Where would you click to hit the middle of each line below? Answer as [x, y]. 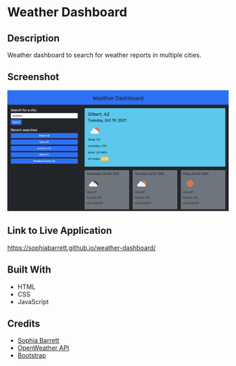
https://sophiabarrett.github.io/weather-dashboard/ [81, 247]
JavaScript [33, 301]
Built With [29, 270]
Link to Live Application [60, 231]
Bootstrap [32, 355]
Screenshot [33, 77]
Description [33, 38]
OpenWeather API [43, 348]
